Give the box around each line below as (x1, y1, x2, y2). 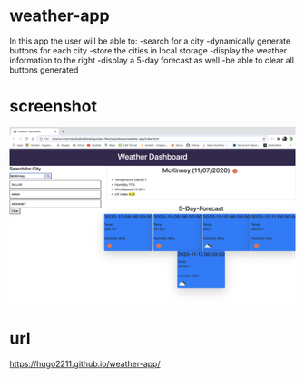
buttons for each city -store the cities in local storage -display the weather (9, 44, 288, 55)
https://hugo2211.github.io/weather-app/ (9, 358, 161, 369)
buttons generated (9, 64, 79, 75)
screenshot (9, 96, 98, 117)
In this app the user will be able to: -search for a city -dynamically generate (9, 35, 291, 46)
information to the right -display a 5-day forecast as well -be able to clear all (9, 54, 295, 65)
